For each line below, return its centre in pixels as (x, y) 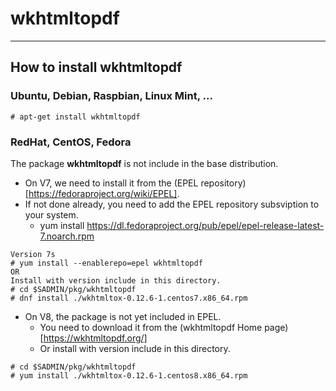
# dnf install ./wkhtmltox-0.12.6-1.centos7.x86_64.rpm (129, 298)
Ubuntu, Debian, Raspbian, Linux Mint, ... (111, 96)
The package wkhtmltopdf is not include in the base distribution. (144, 163)
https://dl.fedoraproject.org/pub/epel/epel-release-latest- (205, 225)
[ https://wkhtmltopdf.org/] (93, 338)
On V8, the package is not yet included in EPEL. (123, 316)
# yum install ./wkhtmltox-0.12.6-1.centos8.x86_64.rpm (129, 375)
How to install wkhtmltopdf (96, 67)
